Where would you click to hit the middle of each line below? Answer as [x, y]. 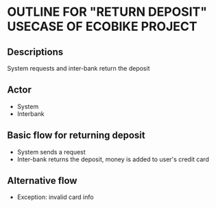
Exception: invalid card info [55, 197]
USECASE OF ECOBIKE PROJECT [102, 26]
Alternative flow [42, 181]
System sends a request [51, 152]
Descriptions [35, 52]
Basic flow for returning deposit [76, 136]
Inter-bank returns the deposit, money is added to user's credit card [113, 159]
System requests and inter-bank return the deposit [79, 68]
